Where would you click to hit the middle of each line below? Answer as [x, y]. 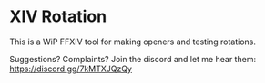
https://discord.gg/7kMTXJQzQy [71, 69]
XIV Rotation [58, 17]
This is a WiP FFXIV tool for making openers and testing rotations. [133, 41]
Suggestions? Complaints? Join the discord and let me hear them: [133, 59]
